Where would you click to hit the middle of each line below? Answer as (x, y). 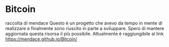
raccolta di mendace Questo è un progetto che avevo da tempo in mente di (84, 23)
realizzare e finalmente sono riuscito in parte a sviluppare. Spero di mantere (85, 28)
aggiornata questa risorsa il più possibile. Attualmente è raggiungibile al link (84, 33)
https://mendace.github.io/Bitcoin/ (41, 39)
